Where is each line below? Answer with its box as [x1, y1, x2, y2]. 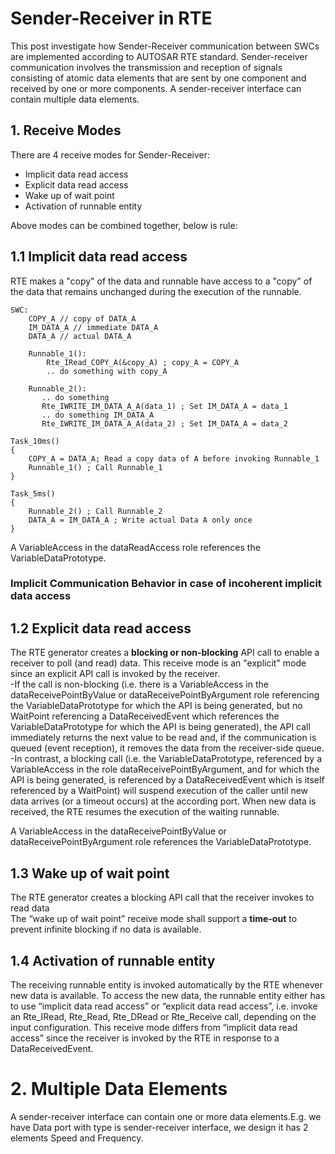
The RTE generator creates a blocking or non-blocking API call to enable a [10, 647, 320, 659]
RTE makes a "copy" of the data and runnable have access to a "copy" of [10, 275, 313, 287]
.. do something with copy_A [46, 366, 168, 376]
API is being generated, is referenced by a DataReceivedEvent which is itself [10, 774, 325, 786]
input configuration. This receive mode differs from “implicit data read [10, 1021, 298, 1033]
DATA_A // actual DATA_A [28, 331, 132, 341]
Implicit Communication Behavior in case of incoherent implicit [10, 577, 322, 591]
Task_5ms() [10, 488, 56, 499]
